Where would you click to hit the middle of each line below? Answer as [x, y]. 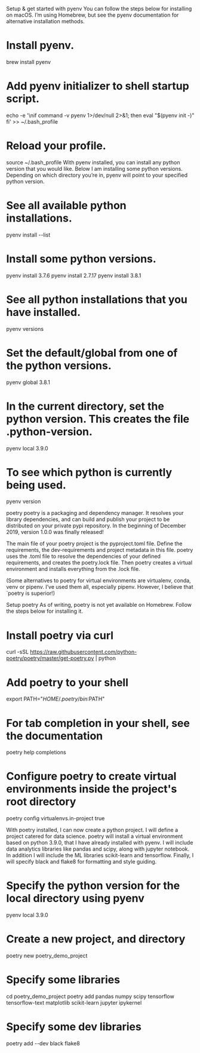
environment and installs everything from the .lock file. [73, 569]
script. [23, 99]
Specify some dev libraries [74, 1027]
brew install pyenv [29, 62]
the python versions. [59, 365]
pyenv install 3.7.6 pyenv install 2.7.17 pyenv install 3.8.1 [74, 275]
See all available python [66, 205]
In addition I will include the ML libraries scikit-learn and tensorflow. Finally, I [100, 855]
